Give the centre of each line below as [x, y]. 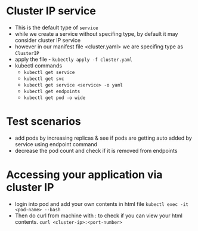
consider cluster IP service [48, 40]
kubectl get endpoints [52, 91]
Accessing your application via [84, 175]
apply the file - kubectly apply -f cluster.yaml [74, 59]
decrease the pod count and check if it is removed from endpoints [96, 150]
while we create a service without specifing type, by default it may [96, 33]
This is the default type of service [56, 27]
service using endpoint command [56, 144]
